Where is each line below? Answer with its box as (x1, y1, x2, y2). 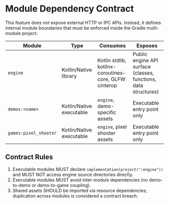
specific (97, 109, 117, 116)
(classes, (132, 69, 154, 76)
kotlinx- (97, 63, 117, 70)
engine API (132, 57, 158, 64)
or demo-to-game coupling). (32, 182, 91, 188)
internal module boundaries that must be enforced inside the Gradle (5, 25, 146, 31)
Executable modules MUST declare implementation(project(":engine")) (12, 166, 163, 172)
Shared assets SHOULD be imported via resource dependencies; (12, 187, 147, 193)
